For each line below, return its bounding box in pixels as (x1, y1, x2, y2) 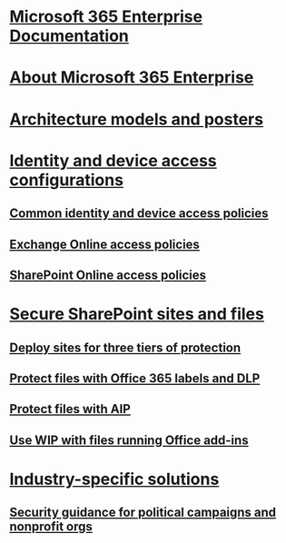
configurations (9, 170, 124, 190)
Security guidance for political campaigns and (9, 505, 277, 520)
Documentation (9, 25, 130, 46)
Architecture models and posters (9, 109, 264, 129)
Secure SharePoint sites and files (9, 304, 265, 324)
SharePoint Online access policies (9, 267, 207, 282)
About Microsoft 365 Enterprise (9, 67, 254, 88)
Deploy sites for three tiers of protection (9, 340, 242, 355)
